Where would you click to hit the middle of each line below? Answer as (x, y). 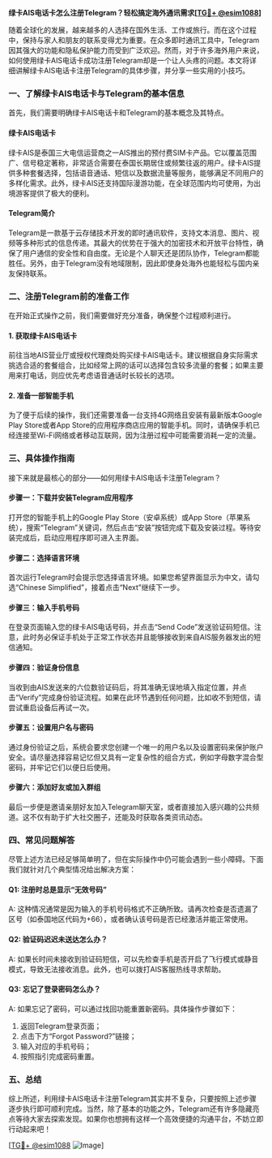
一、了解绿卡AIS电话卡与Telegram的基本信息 (96, 93)
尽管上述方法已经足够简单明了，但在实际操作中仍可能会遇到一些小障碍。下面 (136, 859)
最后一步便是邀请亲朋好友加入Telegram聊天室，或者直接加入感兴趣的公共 (130, 807)
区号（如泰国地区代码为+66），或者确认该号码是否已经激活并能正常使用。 (130, 919)
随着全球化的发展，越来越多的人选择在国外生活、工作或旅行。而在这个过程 (132, 30)
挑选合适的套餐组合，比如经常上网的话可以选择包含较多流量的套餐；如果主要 (136, 365)
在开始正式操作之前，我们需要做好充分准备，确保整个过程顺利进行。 (122, 315)
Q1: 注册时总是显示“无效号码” (57, 889)
